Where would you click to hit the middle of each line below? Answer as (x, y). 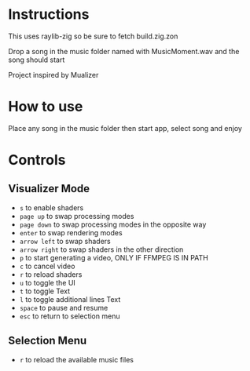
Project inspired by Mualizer (53, 75)
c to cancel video (47, 266)
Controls (37, 160)
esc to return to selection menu (70, 316)
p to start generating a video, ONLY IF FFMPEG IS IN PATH (114, 257)
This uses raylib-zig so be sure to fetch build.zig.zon (93, 36)
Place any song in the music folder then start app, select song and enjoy (125, 128)
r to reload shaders (51, 274)
